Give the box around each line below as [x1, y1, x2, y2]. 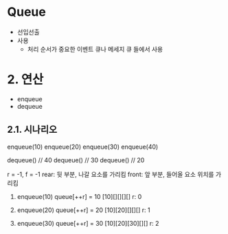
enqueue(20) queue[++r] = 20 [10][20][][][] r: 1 [16, 206, 150, 214]
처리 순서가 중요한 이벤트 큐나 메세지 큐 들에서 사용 [27, 45, 163, 53]
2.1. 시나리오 [7, 124, 58, 136]
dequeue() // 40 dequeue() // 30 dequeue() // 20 [7, 156, 145, 164]
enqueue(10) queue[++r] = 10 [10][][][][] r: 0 [16, 192, 142, 200]
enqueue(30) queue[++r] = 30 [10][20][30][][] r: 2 [16, 219, 159, 227]
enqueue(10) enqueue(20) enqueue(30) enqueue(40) [7, 142, 159, 151]
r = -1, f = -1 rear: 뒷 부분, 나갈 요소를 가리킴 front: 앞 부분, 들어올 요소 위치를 [7, 170, 214, 178]
